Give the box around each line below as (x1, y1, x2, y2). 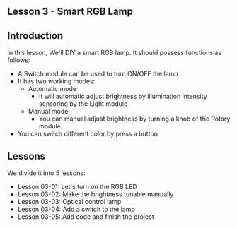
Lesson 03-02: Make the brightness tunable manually (17, 190, 174, 198)
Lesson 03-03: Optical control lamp (17, 198, 122, 206)
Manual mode (28, 107, 69, 116)
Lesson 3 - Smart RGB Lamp (7, 6, 133, 18)
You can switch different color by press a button (17, 130, 158, 138)
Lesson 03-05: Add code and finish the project (17, 212, 154, 221)
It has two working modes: (17, 77, 96, 85)
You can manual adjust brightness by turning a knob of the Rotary (38, 114, 231, 123)
